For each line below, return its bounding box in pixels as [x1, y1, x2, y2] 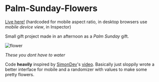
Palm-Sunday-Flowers [5, 3, 98, 14]
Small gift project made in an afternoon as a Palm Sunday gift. [5, 33, 129, 39]
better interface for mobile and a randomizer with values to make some [5, 66, 147, 72]
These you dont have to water [5, 52, 66, 58]
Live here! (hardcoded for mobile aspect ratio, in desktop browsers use [5, 19, 147, 25]
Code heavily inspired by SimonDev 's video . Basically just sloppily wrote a [5, 61, 155, 67]
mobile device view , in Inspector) [5, 24, 71, 29]
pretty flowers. [5, 71, 35, 77]
